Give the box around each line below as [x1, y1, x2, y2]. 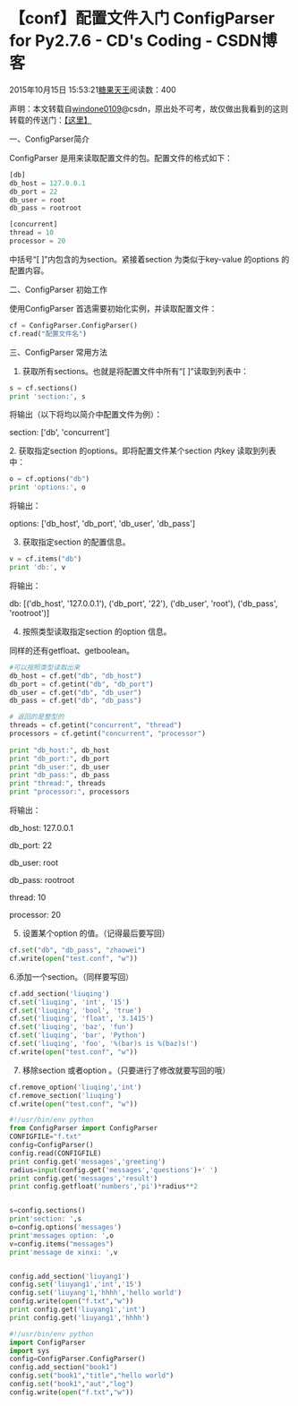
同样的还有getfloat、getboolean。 [9, 645, 135, 656]
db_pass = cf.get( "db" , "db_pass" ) [9, 696, 142, 706]
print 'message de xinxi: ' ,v [9, 1247, 118, 1256]
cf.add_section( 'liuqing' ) [9, 989, 110, 999]
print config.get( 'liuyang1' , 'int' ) [9, 1305, 146, 1315]
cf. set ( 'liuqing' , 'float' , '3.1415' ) [9, 1014, 154, 1024]
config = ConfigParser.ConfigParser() [9, 1354, 146, 1364]
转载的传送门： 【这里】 [9, 114, 92, 125]
